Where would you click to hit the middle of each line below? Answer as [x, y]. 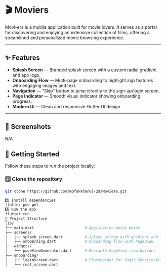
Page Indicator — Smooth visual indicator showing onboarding [76, 96]
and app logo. [26, 75]
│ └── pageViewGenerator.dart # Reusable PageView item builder [80, 251]
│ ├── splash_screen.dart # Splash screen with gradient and [82, 237]
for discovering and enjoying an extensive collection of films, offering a [77, 32]
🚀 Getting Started [32, 154]
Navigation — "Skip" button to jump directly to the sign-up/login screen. [86, 91]
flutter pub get [22, 205]
